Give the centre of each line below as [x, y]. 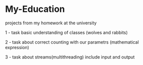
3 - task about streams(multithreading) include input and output [70, 57]
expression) [17, 47]
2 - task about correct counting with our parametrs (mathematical [72, 42]
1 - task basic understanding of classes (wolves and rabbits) [66, 32]
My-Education [35, 9]
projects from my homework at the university [51, 23]
